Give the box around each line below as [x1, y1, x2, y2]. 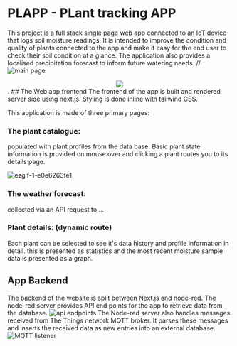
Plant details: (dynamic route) [7, 222, 112, 232]
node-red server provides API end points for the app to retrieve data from [7, 301, 223, 310]
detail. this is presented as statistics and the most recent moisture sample [7, 247, 223, 255]
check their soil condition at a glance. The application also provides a [7, 51, 211, 60]
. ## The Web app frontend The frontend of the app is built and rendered [7, 87, 221, 95]
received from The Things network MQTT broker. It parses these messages [7, 316, 228, 325]
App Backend [7, 275, 69, 287]
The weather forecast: [7, 189, 87, 199]
